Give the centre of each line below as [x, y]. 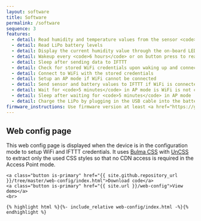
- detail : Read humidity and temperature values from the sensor [95, 40]
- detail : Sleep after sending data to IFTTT [69, 62]
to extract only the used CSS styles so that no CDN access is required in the [100, 158]
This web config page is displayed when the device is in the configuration [97, 145]
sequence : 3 [21, 29]
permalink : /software [33, 23]
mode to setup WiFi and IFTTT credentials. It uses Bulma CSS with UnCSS [98, 152]
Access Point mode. [31, 165]
